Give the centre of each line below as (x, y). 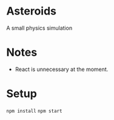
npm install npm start (34, 111)
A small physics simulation (39, 28)
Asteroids (31, 11)
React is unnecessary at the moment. (62, 69)
